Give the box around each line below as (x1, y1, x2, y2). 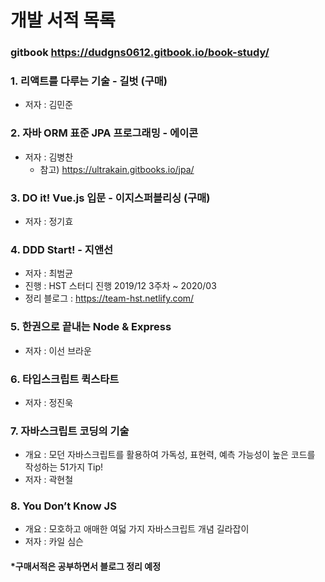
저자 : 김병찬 (24, 151, 74, 163)
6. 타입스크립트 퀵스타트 (10, 372, 120, 386)
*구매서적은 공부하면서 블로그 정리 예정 (10, 561, 162, 573)
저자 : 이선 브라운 (24, 344, 92, 356)
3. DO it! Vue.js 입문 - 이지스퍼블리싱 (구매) (10, 191, 211, 205)
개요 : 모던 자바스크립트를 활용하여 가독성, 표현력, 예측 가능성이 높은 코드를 (24, 449, 316, 461)
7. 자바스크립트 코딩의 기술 (10, 424, 130, 438)
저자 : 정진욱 (24, 396, 74, 408)
